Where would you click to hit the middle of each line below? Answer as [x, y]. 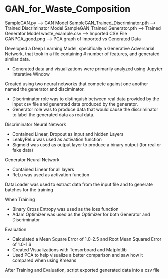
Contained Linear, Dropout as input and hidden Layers [68, 134]
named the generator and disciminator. [45, 89]
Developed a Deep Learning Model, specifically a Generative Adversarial [80, 48]
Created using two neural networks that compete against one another [77, 84]
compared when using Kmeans [44, 260]
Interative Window [31, 74]
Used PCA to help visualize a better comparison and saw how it [78, 255]
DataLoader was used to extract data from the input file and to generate [79, 184]
